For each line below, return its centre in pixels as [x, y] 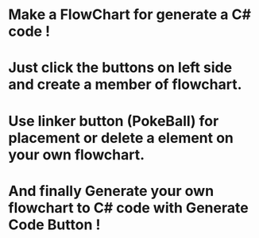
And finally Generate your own [111, 191]
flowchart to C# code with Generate [128, 207]
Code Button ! [54, 225]
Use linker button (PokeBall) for [114, 121]
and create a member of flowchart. [125, 84]
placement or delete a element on [121, 138]
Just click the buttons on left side [120, 68]
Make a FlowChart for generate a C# [130, 15]
